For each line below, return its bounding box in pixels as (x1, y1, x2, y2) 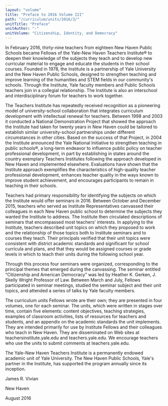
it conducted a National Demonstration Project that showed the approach (5, 119, 156, 124)
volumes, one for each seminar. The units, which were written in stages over (5, 303, 163, 308)
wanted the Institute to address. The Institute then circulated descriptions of (5, 214, 162, 219)
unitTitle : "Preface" (5, 21, 51, 27)
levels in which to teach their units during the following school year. (5, 251, 144, 257)
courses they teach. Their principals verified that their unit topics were (5, 235, 150, 241)
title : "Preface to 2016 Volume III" (5, 12, 84, 17)
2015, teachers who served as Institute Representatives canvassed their (5, 203, 154, 209)
